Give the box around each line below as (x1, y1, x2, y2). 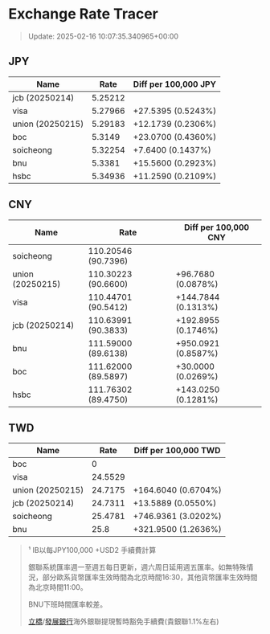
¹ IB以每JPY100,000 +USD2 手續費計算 (27, 546, 157, 555)
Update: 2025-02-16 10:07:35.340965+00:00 (27, 31, 179, 41)
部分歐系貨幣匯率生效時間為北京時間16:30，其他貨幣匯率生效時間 (42, 572, 258, 583)
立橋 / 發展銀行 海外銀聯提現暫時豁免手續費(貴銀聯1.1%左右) (27, 616, 219, 627)
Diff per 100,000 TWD (133, 445, 221, 456)
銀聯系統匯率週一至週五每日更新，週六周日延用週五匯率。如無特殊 (27, 562, 247, 572)
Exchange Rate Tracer (8, 5, 159, 23)
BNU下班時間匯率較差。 (27, 599, 107, 609)
